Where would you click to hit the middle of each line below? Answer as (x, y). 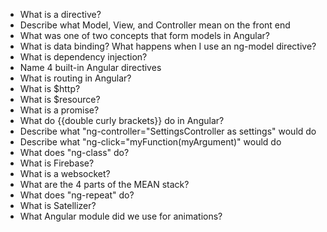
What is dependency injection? (83, 57)
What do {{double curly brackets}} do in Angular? (122, 120)
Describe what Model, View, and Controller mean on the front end (155, 25)
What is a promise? (59, 110)
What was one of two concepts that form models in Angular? (144, 35)
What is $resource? (60, 99)
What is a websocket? (65, 173)
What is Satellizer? (58, 205)
